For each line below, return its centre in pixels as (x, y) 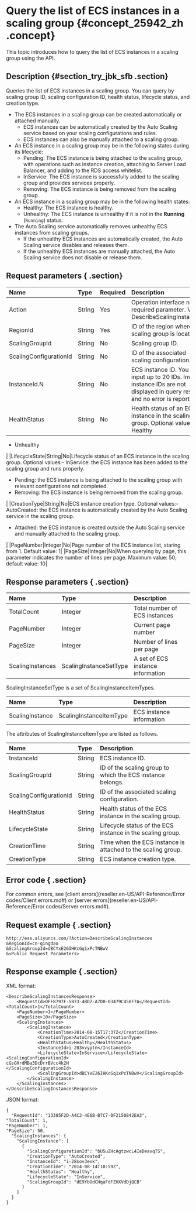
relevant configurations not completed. (61, 486)
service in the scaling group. (40, 516)
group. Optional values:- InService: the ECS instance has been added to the (97, 462)
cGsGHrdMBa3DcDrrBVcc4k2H (37, 1063)
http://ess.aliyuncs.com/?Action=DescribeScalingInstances (79, 938)
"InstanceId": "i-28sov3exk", (64, 1161)
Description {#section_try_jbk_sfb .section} (87, 76)
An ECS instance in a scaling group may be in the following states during (102, 145)
